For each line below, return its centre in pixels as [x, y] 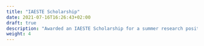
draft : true [21, 23]
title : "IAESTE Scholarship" [43, 12]
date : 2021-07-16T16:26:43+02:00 [49, 17]
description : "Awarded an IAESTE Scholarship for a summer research [95, 28]
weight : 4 [19, 34]
